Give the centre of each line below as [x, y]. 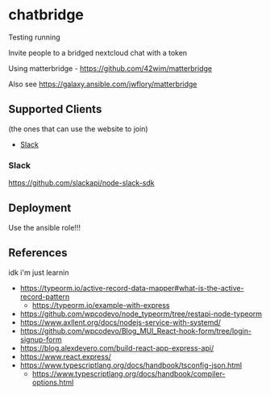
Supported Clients [55, 109]
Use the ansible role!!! [44, 227]
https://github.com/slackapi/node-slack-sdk [81, 183]
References [38, 253]
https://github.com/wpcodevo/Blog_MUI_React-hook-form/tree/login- [136, 331]
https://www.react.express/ [65, 356]
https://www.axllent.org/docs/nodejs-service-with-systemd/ [120, 322]
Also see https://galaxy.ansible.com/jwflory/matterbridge [103, 84]
